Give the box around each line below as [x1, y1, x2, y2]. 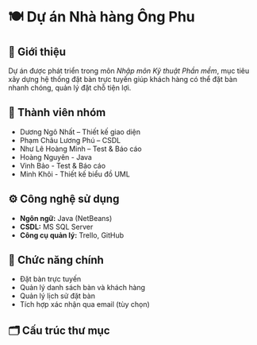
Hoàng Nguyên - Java [19, 152, 93, 161]
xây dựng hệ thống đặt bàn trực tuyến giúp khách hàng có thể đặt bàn [8, 75, 238, 83]
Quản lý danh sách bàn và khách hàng [19, 283, 145, 293]
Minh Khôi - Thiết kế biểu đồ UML [19, 169, 131, 179]
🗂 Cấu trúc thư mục [8, 324, 110, 337]
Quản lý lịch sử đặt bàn [19, 291, 95, 300]
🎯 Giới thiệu [8, 45, 66, 58]
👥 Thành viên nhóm [8, 106, 106, 119]
